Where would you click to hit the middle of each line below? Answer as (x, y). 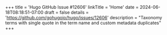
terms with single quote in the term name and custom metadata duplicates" (83, 23)
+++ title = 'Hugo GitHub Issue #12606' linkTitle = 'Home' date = (72, 7)
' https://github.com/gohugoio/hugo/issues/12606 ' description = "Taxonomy (84, 17)
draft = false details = (67, 12)
